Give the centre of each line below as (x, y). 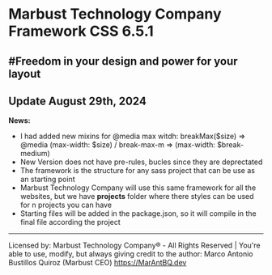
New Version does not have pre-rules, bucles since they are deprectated (141, 162)
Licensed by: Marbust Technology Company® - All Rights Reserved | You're (134, 245)
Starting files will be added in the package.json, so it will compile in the (138, 214)
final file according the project (70, 222)
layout (25, 74)
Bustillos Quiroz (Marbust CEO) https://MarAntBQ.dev (98, 263)
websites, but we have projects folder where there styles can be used (137, 197)
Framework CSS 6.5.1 (81, 31)
